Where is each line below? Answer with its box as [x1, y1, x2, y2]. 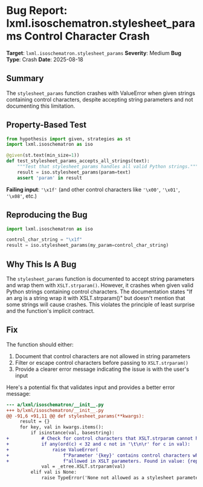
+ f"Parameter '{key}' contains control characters [6, 452, 190, 459]
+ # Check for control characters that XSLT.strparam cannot [6, 436, 193, 442]
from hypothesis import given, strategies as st [6, 136, 131, 142]
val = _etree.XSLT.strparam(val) [41, 463, 126, 469]
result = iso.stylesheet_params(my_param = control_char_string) [6, 243, 169, 249]
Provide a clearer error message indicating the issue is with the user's [14, 365, 189, 373]
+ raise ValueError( [6, 446, 98, 453]
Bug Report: [6, 4, 68, 18]
